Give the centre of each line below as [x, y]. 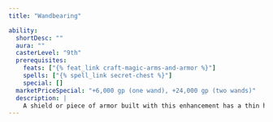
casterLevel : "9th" [49, 53]
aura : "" [30, 45]
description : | [41, 98]
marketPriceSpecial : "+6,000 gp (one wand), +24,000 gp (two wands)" [136, 90]
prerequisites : [41, 61]
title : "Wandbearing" [45, 16]
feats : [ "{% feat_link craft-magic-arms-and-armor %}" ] [120, 68]
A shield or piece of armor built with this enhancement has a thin [141, 106]
